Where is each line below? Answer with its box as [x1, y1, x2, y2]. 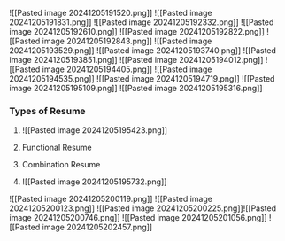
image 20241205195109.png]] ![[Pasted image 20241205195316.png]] [9, 83, 263, 93]
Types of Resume [9, 105, 86, 117]
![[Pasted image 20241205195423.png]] [21, 125, 168, 136]
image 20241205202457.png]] [42, 222, 153, 233]
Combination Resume [21, 159, 101, 170]
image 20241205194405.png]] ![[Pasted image [42, 64, 212, 74]
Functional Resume [21, 142, 93, 153]
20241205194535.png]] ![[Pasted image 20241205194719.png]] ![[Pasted [9, 74, 275, 83]
